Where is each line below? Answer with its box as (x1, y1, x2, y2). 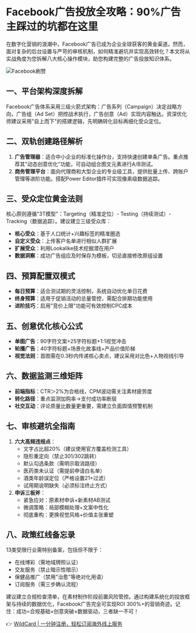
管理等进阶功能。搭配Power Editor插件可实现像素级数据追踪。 (14, 175, 163, 182)
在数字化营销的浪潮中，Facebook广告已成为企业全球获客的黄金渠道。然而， (6, 40, 188, 47)
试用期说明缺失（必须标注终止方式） (23, 481, 111, 489)
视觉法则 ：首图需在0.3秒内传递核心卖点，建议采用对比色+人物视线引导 (14, 353, 184, 359)
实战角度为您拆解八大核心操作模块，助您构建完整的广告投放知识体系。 (6, 55, 175, 62)
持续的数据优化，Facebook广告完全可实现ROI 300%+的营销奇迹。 (16, 601, 176, 608)
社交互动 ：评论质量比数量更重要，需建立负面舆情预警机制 (14, 402, 153, 409)
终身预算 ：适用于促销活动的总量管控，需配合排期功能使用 (14, 295, 153, 302)
